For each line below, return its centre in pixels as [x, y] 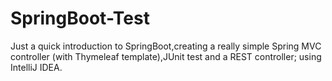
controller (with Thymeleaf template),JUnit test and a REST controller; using [166, 56]
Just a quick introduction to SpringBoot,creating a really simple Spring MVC [166, 46]
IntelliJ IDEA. [36, 67]
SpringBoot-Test [80, 18]
